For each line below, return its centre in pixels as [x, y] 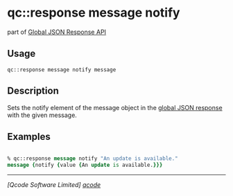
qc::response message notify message [62, 70]
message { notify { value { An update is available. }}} [85, 165]
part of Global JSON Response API [57, 32]
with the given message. [42, 115]
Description [33, 91]
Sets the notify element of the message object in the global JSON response [115, 107]
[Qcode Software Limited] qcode [54, 185]
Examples [29, 136]
